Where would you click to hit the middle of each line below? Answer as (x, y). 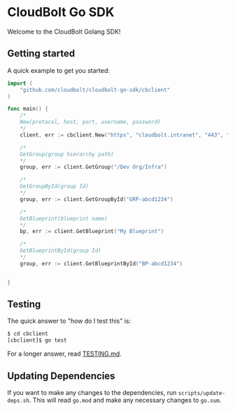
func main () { (28, 109)
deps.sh (19, 400)
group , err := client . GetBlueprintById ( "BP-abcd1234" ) (101, 263)
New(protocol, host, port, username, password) (90, 122)
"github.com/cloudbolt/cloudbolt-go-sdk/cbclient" (95, 90)
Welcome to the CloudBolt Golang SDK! (64, 32)
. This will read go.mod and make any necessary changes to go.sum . (125, 400)
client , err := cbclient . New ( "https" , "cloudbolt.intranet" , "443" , (122, 135)
